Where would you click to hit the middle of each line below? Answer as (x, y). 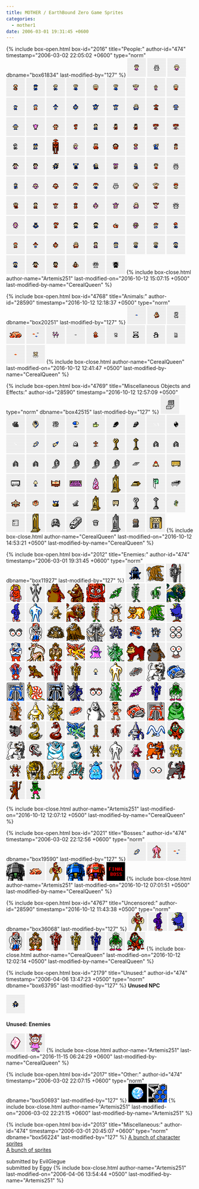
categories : (21, 19)
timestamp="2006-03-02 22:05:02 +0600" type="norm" (76, 55)
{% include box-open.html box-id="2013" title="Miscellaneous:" (85, 1125)
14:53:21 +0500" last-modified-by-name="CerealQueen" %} (80, 543)
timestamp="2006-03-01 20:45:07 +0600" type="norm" (99, 1131)
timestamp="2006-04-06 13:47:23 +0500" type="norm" (75, 980)
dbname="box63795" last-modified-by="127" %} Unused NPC (83, 985)
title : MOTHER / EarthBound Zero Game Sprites (65, 12)
